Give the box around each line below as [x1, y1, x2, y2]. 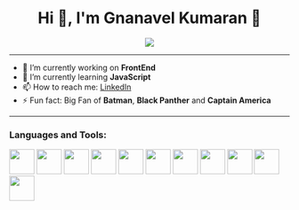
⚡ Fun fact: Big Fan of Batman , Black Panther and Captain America [21, 95, 271, 105]
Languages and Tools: [9, 128, 107, 141]
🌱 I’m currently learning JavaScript [21, 71, 151, 82]
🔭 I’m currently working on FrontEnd [21, 62, 156, 73]
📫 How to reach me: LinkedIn [21, 82, 132, 92]
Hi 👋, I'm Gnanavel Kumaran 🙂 [37, 8, 262, 28]
